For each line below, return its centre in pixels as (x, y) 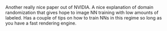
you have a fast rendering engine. (41, 23)
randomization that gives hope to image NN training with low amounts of (82, 12)
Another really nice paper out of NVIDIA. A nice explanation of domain (79, 7)
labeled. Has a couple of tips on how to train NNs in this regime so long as (83, 18)
